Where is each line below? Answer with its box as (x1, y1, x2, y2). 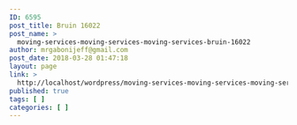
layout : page (9, 62, 57, 71)
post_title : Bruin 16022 (9, 21, 101, 30)
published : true (9, 86, 69, 95)
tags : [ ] (9, 94, 46, 104)
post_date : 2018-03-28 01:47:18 (9, 54, 128, 62)
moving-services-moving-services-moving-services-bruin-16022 (17, 37, 251, 47)
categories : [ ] (9, 103, 69, 112)
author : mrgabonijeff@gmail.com (9, 46, 128, 55)
